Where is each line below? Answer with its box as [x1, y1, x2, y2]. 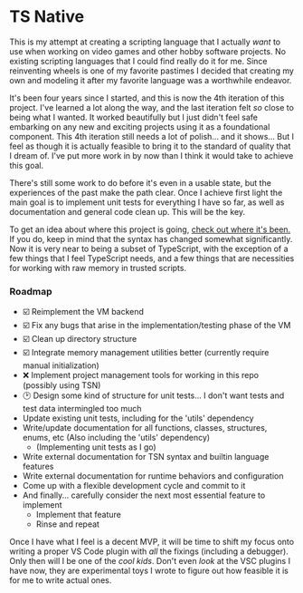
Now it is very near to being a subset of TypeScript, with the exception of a [9, 243, 289, 254]
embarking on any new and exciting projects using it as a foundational [9, 121, 270, 132]
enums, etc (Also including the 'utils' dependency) [22, 433, 211, 443]
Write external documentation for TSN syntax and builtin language [22, 452, 270, 462]
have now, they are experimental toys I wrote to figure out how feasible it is [9, 565, 289, 577]
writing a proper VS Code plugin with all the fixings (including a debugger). [9, 546, 289, 557]
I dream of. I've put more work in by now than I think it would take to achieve [9, 150, 294, 160]
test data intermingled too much [22, 403, 142, 414]
